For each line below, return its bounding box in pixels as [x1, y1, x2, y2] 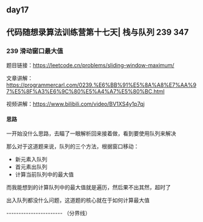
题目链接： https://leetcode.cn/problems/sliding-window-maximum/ [6, 62, 175, 69]
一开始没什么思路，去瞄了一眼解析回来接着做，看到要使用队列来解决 [6, 130, 176, 137]
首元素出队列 [15, 163, 47, 170]
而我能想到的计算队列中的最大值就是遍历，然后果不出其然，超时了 [6, 184, 171, 191]
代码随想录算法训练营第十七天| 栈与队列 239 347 [6, 27, 189, 37]
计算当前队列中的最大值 [15, 171, 74, 178]
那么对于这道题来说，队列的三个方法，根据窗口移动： [6, 143, 139, 150]
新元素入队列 [15, 156, 47, 163]
